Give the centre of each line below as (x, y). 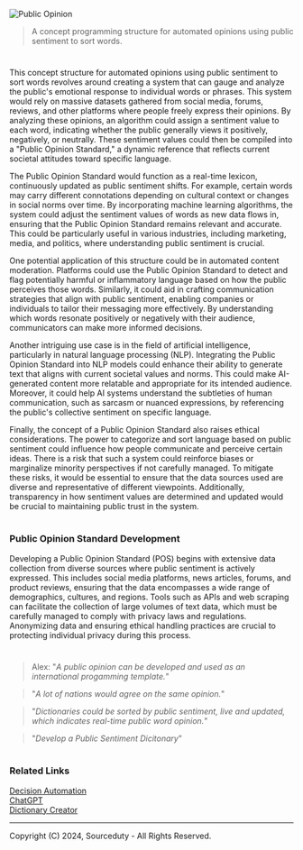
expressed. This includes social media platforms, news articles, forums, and (150, 578)
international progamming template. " (100, 676)
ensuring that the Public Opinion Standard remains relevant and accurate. (146, 224)
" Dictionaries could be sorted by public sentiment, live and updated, (158, 711)
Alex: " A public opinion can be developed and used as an (138, 666)
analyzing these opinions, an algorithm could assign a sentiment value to (144, 121)
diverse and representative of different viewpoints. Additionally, (127, 488)
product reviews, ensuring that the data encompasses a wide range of (140, 587)
